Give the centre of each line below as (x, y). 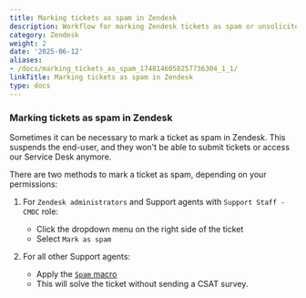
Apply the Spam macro (76, 273)
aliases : (26, 60)
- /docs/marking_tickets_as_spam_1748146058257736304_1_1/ (124, 69)
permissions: (34, 184)
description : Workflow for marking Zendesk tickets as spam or (132, 26)
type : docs (30, 86)
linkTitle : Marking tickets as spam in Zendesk (102, 77)
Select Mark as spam (74, 239)
